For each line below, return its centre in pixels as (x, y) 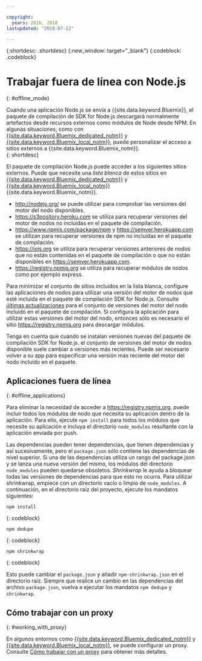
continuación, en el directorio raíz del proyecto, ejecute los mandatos (92, 490)
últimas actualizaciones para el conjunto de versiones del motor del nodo (97, 305)
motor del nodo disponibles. (50, 210)
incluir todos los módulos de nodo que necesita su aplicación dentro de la (98, 414)
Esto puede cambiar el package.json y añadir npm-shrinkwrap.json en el (95, 575)
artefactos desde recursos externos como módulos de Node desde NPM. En (101, 123)
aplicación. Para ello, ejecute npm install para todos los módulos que (93, 420)
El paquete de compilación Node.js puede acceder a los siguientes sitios (96, 167)
